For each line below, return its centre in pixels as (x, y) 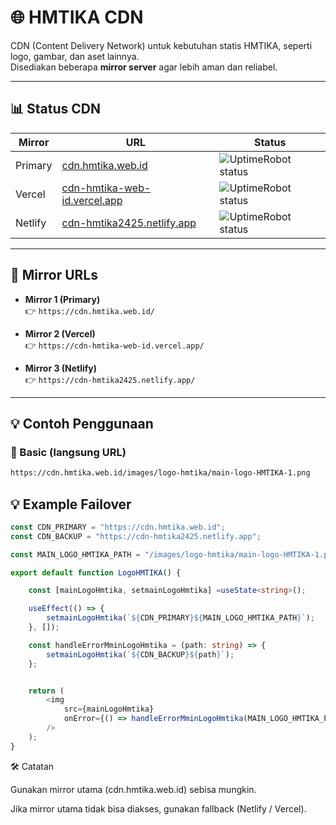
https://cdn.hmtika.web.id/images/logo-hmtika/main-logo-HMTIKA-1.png (160, 473)
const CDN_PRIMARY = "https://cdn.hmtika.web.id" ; (118, 527)
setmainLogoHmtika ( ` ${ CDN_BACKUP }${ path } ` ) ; (140, 654)
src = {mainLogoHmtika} (109, 709)
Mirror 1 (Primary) (62, 299)
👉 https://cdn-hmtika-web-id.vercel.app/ (114, 345)
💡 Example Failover (71, 504)
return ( (46, 691)
